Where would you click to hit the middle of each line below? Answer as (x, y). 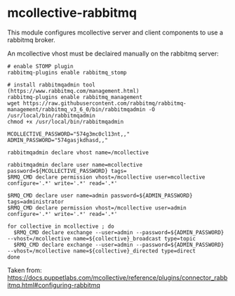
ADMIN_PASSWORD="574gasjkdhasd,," (58, 140)
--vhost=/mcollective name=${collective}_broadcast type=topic (102, 238)
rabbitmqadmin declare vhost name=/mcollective (78, 153)
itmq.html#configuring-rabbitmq (54, 285)
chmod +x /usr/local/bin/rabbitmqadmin (66, 122)
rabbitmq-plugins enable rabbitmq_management (75, 97)
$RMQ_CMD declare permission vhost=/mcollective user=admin (97, 208)
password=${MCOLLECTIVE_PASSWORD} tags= (67, 171)
